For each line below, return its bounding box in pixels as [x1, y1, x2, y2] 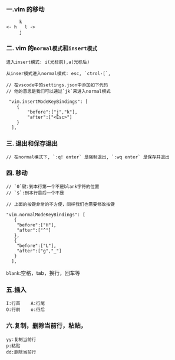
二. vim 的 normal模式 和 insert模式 [6, 44, 98, 53]
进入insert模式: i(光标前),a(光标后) [6, 59, 90, 65]
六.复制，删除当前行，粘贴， [6, 322, 87, 330]
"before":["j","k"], [27, 109, 78, 115]
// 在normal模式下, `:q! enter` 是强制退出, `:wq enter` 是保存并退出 [6, 154, 170, 160]
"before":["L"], [16, 243, 57, 249]
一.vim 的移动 [6, 5, 45, 13]
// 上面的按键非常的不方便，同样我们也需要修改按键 [6, 202, 115, 207]
